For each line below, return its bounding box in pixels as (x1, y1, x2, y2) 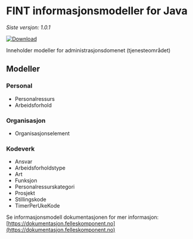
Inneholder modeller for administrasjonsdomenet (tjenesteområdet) (6, 46, 171, 54)
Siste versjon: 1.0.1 (6, 24, 50, 31)
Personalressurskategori (14, 183, 75, 190)
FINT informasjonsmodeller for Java (6, 4, 188, 18)
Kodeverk (6, 144, 35, 152)
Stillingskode (14, 196, 46, 203)
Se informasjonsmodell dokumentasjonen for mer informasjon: (6, 213, 159, 221)
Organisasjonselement (14, 129, 70, 137)
